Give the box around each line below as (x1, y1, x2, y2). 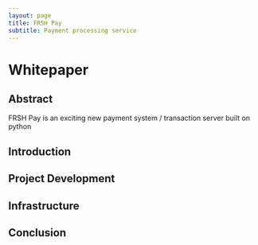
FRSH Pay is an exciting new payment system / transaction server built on (8, 113, 251, 123)
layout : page (8, 11, 52, 20)
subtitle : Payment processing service (8, 26, 137, 34)
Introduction (8, 145, 72, 158)
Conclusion (8, 226, 67, 239)
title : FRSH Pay (8, 19, 62, 27)
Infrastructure (8, 199, 80, 212)
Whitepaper (8, 60, 89, 79)
